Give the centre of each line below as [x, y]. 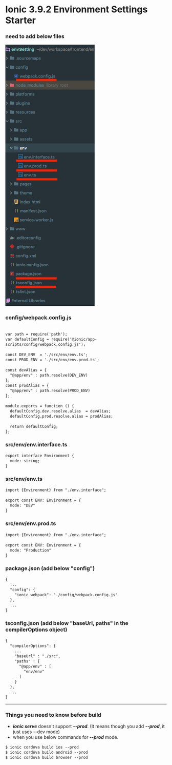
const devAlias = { [26, 370]
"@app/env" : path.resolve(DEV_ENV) [49, 375]
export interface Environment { [40, 456]
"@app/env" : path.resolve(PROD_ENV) [50, 390]
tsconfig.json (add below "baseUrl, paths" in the [67, 623]
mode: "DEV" [23, 506]
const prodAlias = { [27, 385]
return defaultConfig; [34, 426]
